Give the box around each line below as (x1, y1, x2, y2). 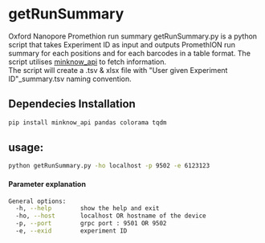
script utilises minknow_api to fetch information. (8, 57, 167, 67)
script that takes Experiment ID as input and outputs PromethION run (8, 39, 235, 49)
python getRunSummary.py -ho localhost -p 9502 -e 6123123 (8, 162, 210, 170)
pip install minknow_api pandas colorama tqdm (8, 118, 167, 127)
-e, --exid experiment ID (15, 227, 128, 235)
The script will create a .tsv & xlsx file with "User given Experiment (8, 65, 228, 75)
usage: (8, 141, 44, 155)
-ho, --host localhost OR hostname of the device (15, 212, 206, 221)
